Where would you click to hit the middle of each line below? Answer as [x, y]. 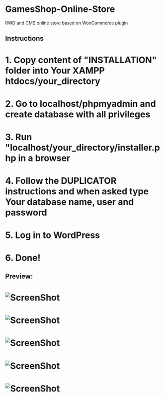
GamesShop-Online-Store [60, 9]
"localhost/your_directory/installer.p [82, 147]
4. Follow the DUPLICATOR [61, 181]
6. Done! [23, 258]
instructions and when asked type [77, 192]
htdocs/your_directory [53, 81]
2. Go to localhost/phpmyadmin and [81, 104]
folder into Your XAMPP [55, 70]
